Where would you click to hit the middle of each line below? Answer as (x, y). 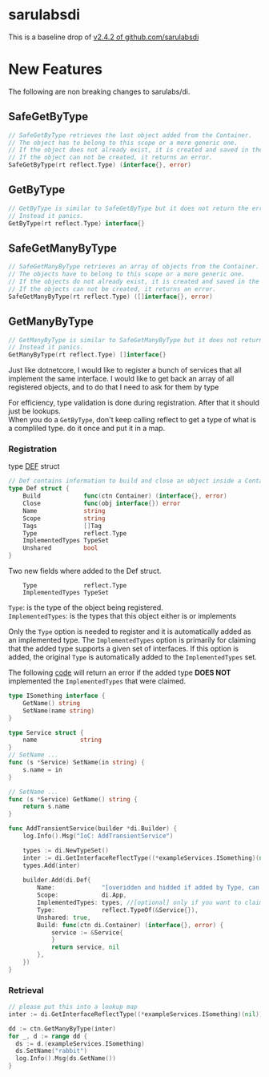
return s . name (46, 807)
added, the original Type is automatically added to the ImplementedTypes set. (133, 657)
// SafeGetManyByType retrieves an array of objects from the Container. (134, 267)
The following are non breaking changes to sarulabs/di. (99, 91)
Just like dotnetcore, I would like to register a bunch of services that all (125, 370)
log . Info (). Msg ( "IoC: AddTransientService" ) (98, 836)
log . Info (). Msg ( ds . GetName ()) (66, 1059)
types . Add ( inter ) (52, 865)
